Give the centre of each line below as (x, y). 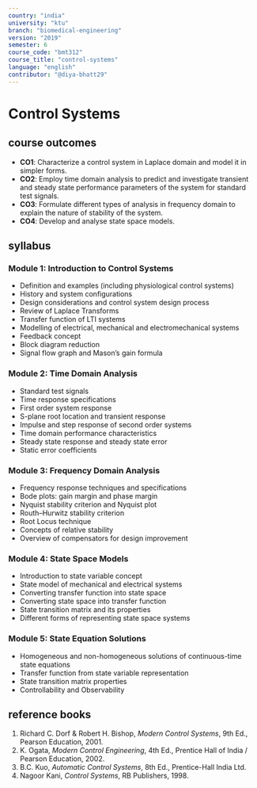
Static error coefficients (58, 449)
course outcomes (53, 143)
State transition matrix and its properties (85, 610)
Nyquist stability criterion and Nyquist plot (88, 504)
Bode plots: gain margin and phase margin (89, 495)
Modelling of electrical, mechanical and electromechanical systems (129, 328)
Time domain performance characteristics (88, 433)
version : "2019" (35, 38)
